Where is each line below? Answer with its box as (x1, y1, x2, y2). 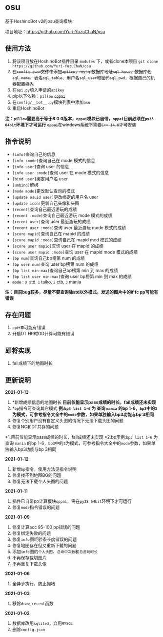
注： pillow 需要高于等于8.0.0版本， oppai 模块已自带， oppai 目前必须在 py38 (5, 115, 154, 121)
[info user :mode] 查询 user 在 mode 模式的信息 (12, 170, 109, 175)
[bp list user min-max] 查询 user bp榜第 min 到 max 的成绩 (12, 273, 132, 279)
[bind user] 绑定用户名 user (12, 175, 68, 182)
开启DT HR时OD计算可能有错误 (12, 331, 75, 337)
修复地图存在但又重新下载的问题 (12, 543, 77, 548)
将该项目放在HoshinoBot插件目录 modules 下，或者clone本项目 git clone (12, 58, 159, 64)
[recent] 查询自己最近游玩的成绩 (12, 206, 77, 212)
